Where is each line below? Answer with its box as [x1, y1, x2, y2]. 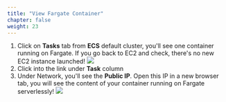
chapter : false [7, 17, 51, 23]
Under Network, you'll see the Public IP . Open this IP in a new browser [17, 72, 220, 80]
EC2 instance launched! [17, 57, 85, 65]
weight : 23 [7, 23, 39, 30]
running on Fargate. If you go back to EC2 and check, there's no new [17, 49, 215, 57]
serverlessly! [17, 88, 54, 96]
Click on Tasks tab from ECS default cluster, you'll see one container [17, 42, 214, 50]
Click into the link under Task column [17, 65, 123, 73]
